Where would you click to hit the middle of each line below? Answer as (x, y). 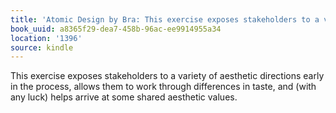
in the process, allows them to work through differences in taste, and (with (163, 87)
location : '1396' (46, 38)
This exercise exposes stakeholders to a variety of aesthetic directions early (167, 76)
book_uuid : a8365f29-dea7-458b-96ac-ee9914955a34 (116, 29)
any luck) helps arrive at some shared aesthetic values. (124, 97)
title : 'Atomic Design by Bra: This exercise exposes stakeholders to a (165, 19)
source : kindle (42, 47)
